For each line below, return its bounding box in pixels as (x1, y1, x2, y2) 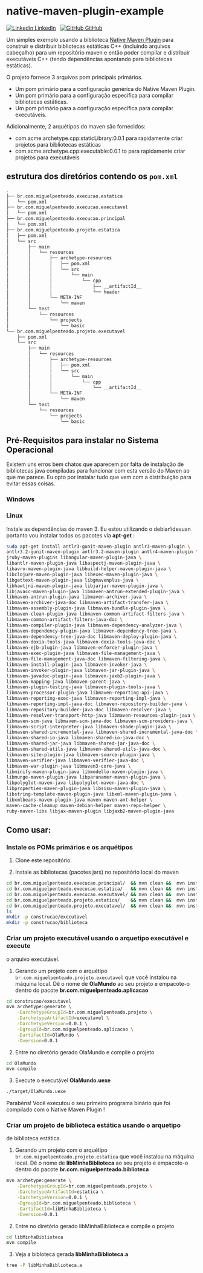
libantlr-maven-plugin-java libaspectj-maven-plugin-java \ (6, 560, 161, 567)
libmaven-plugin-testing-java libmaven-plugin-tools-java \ (6, 684, 161, 690)
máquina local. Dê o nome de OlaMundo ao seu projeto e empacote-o (14, 980, 190, 987)
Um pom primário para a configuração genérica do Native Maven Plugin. (14, 85, 196, 92)
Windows (6, 495, 35, 504)
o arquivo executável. (6, 956, 60, 963)
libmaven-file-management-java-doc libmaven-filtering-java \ (6, 656, 166, 662)
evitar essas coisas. (6, 480, 56, 487)
